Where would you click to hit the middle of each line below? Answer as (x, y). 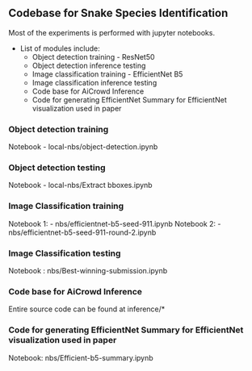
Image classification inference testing (94, 82)
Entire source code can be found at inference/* (87, 309)
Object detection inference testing (89, 65)
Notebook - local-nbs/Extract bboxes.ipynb (80, 185)
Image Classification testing (65, 253)
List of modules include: (60, 48)
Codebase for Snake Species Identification (118, 13)
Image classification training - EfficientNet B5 (107, 74)
